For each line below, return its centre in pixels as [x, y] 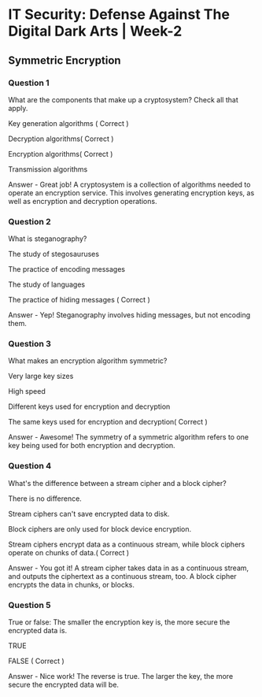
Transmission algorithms [48, 169]
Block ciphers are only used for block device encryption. [100, 528]
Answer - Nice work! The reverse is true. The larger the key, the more [121, 677]
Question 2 [30, 221]
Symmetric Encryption [65, 60]
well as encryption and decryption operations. [83, 201]
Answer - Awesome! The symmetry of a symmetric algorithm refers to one [129, 437]
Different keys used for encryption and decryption [89, 406]
